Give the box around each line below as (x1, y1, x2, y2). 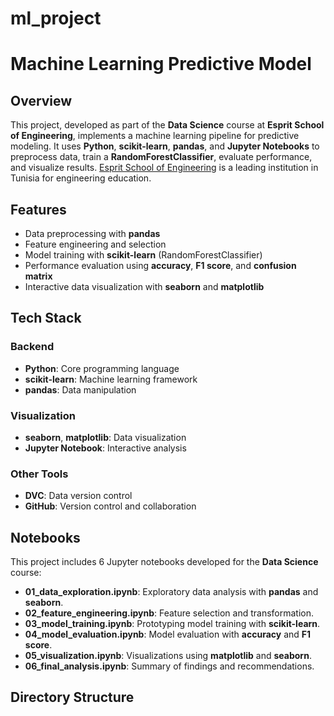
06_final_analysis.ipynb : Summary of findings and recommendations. (24, 660, 315, 672)
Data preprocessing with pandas (24, 228, 161, 239)
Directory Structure (10, 689, 135, 706)
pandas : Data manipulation (24, 383, 137, 396)
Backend (10, 340, 55, 354)
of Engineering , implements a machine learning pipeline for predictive (10, 130, 300, 142)
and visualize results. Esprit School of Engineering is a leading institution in (10, 162, 319, 174)
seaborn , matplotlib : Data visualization (24, 431, 187, 443)
